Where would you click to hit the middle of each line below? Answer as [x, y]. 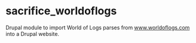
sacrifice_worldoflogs [61, 11]
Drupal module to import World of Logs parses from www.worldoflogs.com [98, 27]
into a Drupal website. [33, 33]
